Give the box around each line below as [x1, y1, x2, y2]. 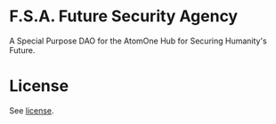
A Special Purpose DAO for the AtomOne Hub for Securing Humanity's [9, 35, 267, 46]
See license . [9, 105, 55, 116]
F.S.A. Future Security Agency [9, 6, 239, 27]
